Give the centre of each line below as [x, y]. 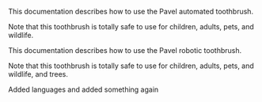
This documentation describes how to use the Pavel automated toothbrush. [131, 11]
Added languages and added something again [84, 89]
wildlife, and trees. [38, 74]
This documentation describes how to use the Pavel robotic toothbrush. [125, 50]
